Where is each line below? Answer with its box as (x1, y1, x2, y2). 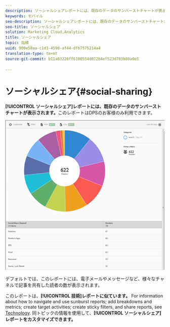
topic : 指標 (5, 41, 29, 46)
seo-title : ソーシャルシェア (5, 24, 61, 29)
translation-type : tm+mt (5, 51, 58, 56)
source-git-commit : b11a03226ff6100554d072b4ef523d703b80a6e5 (5, 56, 139, 61)
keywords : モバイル (5, 13, 44, 19)
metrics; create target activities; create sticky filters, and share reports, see (5, 304, 162, 310)
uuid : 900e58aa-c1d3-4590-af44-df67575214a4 (5, 46, 101, 51)
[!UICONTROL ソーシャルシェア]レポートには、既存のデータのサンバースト (5, 103, 161, 110)
